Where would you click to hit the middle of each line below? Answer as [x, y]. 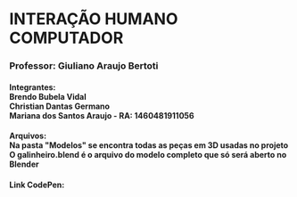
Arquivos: [28, 136]
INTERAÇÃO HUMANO [94, 19]
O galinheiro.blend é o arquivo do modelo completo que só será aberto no [148, 155]
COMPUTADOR [66, 38]
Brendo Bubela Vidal [48, 96]
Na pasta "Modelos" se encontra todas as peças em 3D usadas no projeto [149, 145]
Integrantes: [33, 87]
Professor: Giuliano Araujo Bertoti [84, 66]
